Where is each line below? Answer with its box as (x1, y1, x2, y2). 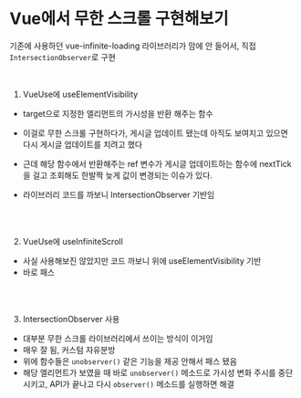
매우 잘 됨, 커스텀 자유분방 (22, 344, 116, 355)
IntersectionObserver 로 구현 (9, 51, 116, 62)
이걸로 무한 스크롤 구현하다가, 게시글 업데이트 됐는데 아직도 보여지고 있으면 (22, 127, 289, 138)
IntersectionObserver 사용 (22, 313, 120, 324)
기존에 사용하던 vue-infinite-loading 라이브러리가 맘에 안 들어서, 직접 (9, 40, 257, 51)
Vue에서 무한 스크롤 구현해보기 (9, 8, 230, 29)
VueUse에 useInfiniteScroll (22, 236, 123, 246)
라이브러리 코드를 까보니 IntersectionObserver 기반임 (22, 189, 215, 200)
